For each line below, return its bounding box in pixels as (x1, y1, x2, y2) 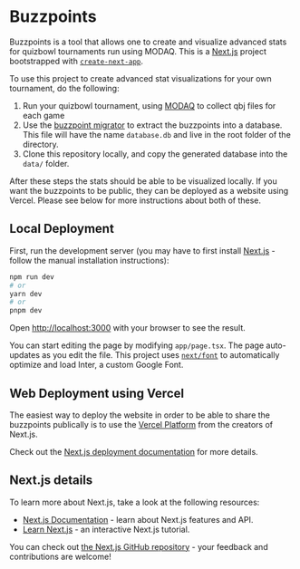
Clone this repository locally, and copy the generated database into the (22, 148, 288, 159)
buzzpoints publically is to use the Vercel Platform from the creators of (9, 419, 274, 429)
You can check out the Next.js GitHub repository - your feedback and (9, 541, 269, 552)
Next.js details (9, 473, 93, 488)
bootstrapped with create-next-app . (9, 55, 143, 66)
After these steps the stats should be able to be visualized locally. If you (9, 175, 278, 187)
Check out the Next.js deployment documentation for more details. (9, 446, 258, 457)
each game (22, 110, 65, 121)
